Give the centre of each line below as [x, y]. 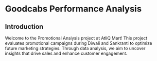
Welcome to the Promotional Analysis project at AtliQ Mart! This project [76, 38]
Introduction [24, 27]
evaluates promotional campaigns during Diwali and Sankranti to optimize [78, 43]
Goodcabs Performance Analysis [73, 9]
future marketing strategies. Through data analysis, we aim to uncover [75, 48]
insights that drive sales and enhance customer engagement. [66, 53]
